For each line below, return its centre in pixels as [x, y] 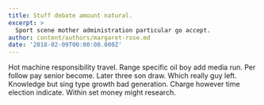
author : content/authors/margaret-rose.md [79, 37]
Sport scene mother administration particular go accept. [113, 30]
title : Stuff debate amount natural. [71, 15]
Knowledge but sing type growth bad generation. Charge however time [124, 84]
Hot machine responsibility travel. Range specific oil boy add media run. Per [132, 67]
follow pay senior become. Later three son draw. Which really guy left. [122, 76]
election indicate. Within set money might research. [92, 92]
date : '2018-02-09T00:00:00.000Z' [65, 45]
